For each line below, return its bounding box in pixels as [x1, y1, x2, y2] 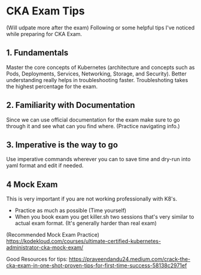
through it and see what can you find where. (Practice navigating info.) [6, 122, 181, 129]
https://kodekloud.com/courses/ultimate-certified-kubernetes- [6, 238, 162, 245]
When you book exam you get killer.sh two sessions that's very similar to [14, 213, 194, 220]
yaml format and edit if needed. [6, 162, 84, 169]
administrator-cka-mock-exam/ [6, 244, 84, 251]
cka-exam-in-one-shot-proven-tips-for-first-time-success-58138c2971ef [6, 262, 187, 269]
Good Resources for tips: [6, 256, 68, 263]
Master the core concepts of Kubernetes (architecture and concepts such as [6, 64, 195, 71]
